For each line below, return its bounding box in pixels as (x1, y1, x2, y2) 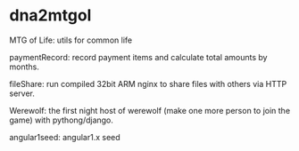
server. (9, 88, 36, 99)
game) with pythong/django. (9, 115, 114, 125)
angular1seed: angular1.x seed (9, 131, 120, 142)
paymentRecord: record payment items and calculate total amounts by (9, 52, 268, 62)
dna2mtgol (9, 5, 92, 26)
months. (9, 61, 40, 72)
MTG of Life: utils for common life (9, 35, 132, 45)
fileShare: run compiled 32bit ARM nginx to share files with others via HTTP (9, 78, 287, 89)
